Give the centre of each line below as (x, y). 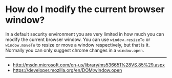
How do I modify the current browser (85, 9)
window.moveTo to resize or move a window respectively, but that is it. (78, 45)
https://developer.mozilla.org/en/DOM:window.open (67, 70)
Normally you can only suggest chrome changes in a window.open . (75, 50)
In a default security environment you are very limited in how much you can (85, 34)
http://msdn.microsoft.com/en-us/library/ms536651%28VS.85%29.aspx (89, 65)
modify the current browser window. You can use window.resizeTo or (78, 40)
